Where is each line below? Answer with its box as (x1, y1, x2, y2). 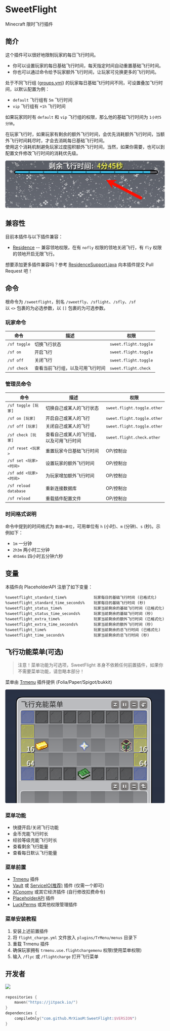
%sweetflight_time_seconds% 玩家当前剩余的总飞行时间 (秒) (5, 633, 150, 638)
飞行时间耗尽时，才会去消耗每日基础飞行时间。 (9, 137, 107, 143)
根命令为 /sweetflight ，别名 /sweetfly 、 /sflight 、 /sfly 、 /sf (5, 298, 136, 305)
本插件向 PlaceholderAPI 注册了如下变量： (5, 584, 93, 590)
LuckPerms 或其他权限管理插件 (12, 902, 77, 908)
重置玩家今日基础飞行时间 (45, 448, 99, 454)
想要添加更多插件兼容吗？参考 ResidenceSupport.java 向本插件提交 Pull (5, 261, 154, 268)
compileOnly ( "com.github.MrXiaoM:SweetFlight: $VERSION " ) (14, 1016, 137, 1021)
